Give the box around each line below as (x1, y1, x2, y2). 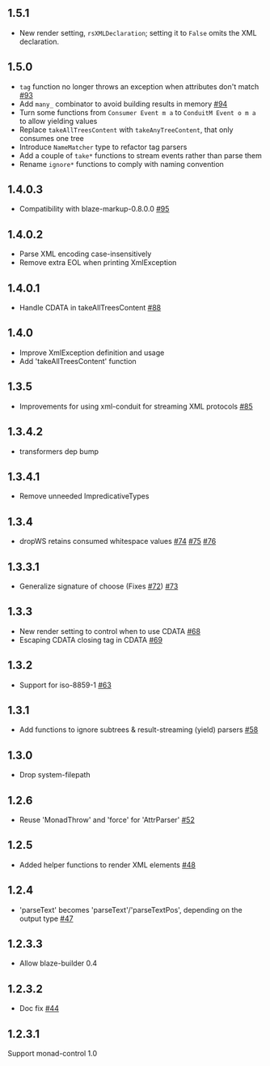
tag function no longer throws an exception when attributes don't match (19, 81, 259, 92)
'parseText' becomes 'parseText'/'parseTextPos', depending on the (19, 905, 243, 914)
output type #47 (19, 914, 74, 923)
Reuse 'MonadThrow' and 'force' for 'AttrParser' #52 (19, 815, 195, 824)
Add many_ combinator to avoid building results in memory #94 (19, 99, 228, 109)
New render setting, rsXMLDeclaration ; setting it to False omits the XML (19, 28, 257, 37)
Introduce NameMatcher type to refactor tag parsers (19, 142, 188, 152)
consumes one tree (19, 133, 84, 143)
